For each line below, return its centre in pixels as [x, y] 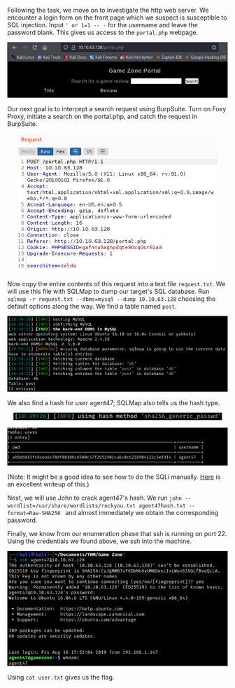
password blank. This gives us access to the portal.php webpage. [103, 32]
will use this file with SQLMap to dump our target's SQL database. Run [108, 292]
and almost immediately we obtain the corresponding [142, 512]
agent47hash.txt [163, 506]
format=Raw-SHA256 [34, 513]
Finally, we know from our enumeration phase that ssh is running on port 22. [117, 533]
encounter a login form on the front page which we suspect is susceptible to [117, 17]
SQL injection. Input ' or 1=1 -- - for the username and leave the [102, 25]
